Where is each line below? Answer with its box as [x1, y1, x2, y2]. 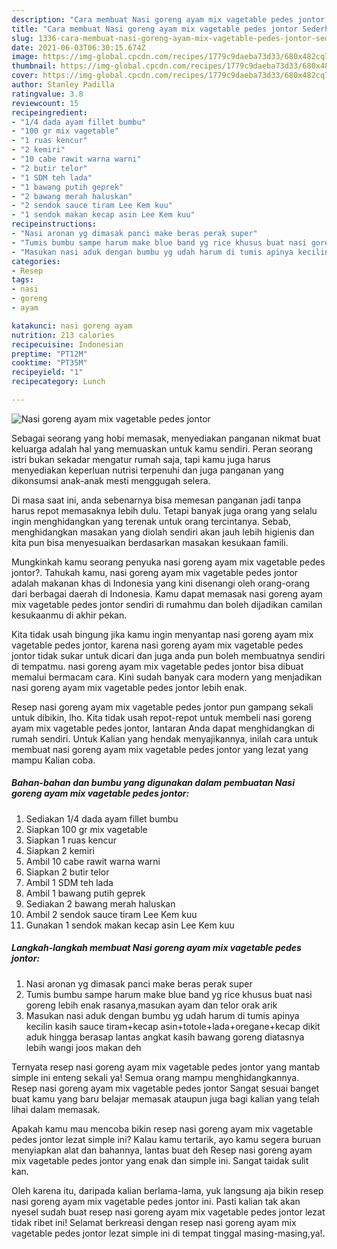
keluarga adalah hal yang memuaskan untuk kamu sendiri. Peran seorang [11, 442, 314, 455]
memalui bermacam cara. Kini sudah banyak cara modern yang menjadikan [11, 671, 323, 683]
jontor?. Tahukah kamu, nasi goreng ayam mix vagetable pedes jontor [11, 566, 299, 578]
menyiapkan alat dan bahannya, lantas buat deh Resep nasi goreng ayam [11, 1144, 313, 1156]
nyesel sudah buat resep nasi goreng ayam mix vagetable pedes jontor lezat [11, 1206, 326, 1218]
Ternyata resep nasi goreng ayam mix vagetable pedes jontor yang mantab [11, 1061, 321, 1073]
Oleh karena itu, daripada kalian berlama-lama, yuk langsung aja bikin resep [11, 1184, 324, 1196]
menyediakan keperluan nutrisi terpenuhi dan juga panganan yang [11, 464, 284, 476]
